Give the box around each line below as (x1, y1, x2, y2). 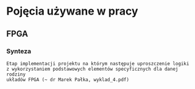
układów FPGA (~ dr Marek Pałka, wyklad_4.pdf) (6, 76, 130, 83)
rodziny (6, 71, 26, 77)
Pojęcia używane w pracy (6, 4, 138, 18)
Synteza (6, 47, 32, 55)
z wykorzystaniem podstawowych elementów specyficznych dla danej (6, 66, 179, 72)
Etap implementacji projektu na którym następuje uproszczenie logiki (6, 60, 190, 66)
